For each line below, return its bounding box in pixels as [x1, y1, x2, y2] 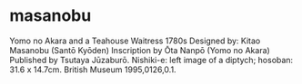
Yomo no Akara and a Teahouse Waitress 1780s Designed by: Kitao [9, 35, 261, 46]
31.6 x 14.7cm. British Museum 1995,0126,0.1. [9, 64, 176, 75]
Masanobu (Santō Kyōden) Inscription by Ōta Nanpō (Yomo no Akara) [9, 44, 270, 55]
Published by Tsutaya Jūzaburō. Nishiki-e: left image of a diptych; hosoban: [9, 54, 294, 65]
